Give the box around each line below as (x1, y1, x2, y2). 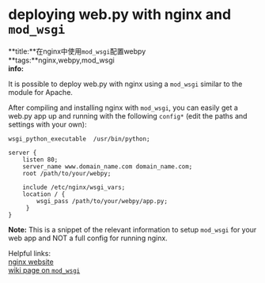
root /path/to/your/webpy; (22, 169, 112, 177)
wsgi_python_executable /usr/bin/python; (8, 134, 150, 143)
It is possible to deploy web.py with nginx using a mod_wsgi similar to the (8, 79, 243, 89)
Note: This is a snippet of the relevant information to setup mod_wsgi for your (8, 225, 257, 234)
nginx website (8, 257, 54, 266)
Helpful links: (8, 248, 51, 258)
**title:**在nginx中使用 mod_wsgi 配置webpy (8, 46, 146, 56)
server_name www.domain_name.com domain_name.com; (22, 162, 193, 171)
